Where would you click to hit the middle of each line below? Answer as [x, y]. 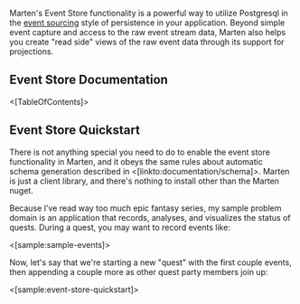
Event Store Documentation [89, 80]
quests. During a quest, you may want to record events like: [120, 227]
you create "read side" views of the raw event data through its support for [147, 42]
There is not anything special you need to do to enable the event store [140, 152]
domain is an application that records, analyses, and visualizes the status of [150, 217]
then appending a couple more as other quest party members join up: [139, 271]
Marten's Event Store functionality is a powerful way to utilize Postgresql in [149, 13]
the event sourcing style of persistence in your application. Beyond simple [147, 23]
